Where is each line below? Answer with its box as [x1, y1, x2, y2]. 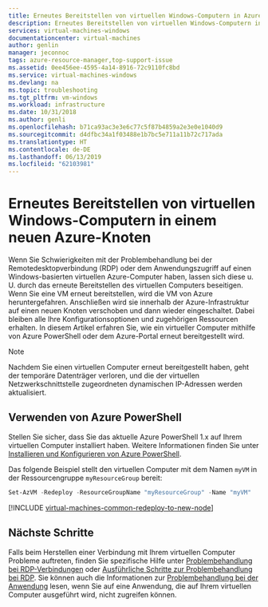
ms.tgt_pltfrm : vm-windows [8, 93, 98, 101]
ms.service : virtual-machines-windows [8, 71, 137, 79]
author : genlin [8, 42, 59, 50]
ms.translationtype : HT [8, 137, 88, 146]
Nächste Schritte [8, 526, 94, 540]
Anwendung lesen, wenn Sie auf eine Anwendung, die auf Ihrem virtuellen [8, 581, 252, 591]
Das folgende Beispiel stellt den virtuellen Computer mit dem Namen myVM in [8, 464, 258, 474]
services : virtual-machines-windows [8, 26, 130, 34]
